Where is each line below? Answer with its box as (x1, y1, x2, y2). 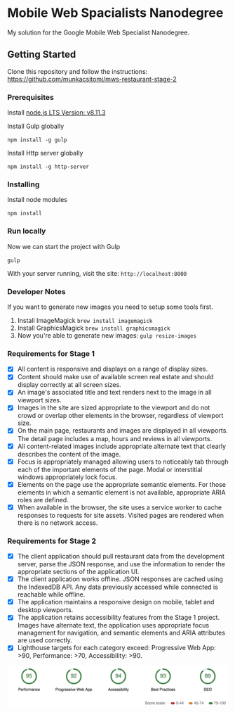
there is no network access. (17, 519, 98, 527)
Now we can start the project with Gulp (7, 242, 121, 250)
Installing (7, 179, 40, 189)
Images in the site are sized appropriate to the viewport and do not (17, 403, 210, 412)
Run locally (7, 227, 46, 236)
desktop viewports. (17, 606, 74, 614)
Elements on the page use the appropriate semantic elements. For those (17, 480, 227, 488)
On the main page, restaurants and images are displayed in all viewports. (17, 426, 228, 435)
